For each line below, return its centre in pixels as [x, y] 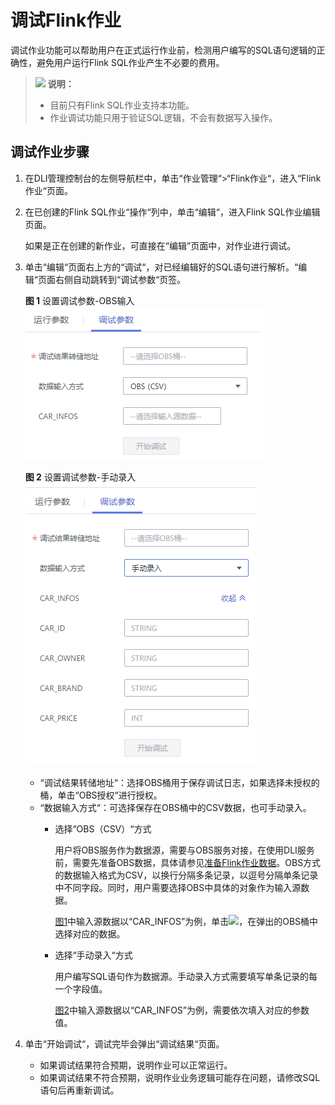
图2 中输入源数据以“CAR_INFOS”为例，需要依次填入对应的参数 [182, 1010]
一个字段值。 [81, 988]
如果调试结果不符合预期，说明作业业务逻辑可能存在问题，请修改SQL [180, 1077]
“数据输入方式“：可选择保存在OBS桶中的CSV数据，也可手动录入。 [175, 807]
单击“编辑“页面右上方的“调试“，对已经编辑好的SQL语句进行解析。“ [161, 267]
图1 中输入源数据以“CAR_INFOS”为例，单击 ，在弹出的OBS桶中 [186, 921]
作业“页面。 [48, 190]
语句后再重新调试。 [79, 1090]
